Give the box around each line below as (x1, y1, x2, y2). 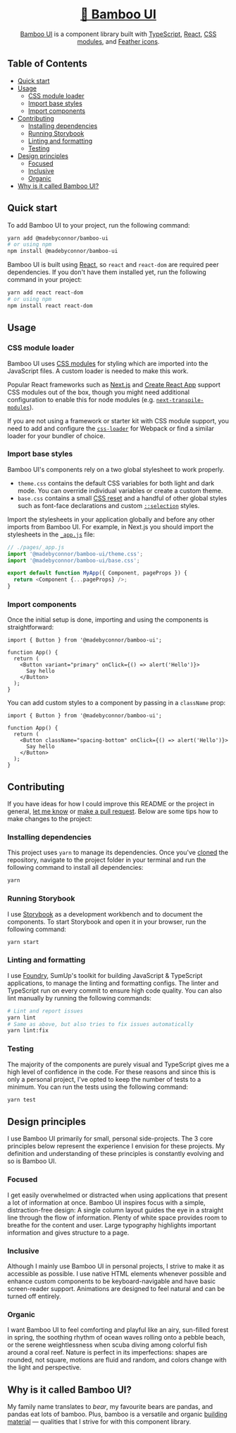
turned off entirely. (7, 1292, 61, 1300)
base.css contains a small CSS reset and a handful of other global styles (17, 494, 228, 502)
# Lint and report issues (7, 1007, 83, 1015)
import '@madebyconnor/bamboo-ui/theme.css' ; (7, 550, 143, 558)
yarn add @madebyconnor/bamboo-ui (7, 235, 109, 242)
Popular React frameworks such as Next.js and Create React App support (7, 380, 221, 389)
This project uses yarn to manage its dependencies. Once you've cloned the (7, 848, 229, 857)
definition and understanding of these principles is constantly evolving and (7, 1150, 224, 1158)
